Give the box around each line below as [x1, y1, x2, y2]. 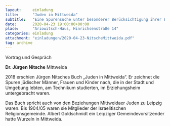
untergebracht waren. [5, 90, 51, 96]
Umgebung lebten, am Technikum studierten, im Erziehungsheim [5, 85, 141, 91]
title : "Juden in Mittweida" [5, 12, 78, 17]
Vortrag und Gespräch [5, 54, 52, 60]
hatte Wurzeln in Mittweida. [5, 116, 63, 122]
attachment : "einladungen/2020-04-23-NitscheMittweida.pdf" [5, 36, 135, 41]
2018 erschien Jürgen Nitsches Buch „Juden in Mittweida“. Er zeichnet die [5, 74, 160, 80]
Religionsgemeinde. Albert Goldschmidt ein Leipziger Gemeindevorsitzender [5, 110, 164, 116]
